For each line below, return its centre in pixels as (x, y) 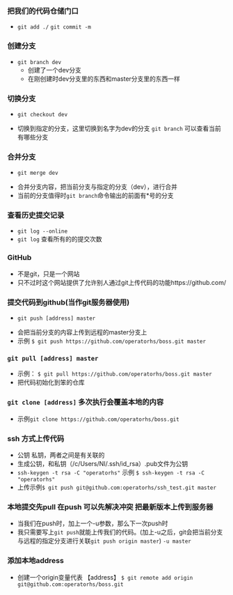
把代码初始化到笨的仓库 (51, 382)
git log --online (42, 231)
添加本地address (35, 561)
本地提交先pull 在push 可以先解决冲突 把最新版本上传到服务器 (110, 507)
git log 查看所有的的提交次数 (59, 239)
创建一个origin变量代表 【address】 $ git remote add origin (105, 577)
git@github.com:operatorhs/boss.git (70, 584)
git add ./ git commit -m (54, 27)
